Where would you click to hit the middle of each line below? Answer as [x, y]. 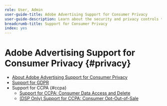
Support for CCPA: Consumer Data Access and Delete [75, 93]
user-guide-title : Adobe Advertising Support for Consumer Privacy [76, 14]
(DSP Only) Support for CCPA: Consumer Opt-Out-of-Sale [79, 99]
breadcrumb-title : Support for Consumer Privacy [56, 24]
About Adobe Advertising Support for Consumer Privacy [70, 77]
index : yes [16, 28]
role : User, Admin [24, 10]
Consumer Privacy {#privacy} [68, 63]
